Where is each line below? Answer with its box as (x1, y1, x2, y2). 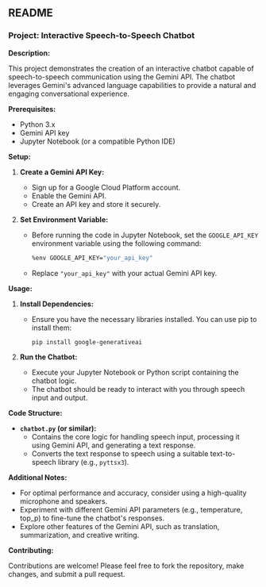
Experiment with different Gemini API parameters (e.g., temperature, (19, 505, 243, 515)
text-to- (210, 449, 236, 458)
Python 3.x (19, 119, 56, 129)
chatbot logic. (31, 376, 77, 386)
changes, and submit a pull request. (8, 570, 125, 579)
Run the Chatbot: (19, 352, 78, 362)
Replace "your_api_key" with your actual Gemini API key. (31, 268, 218, 278)
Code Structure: (8, 409, 63, 418)
